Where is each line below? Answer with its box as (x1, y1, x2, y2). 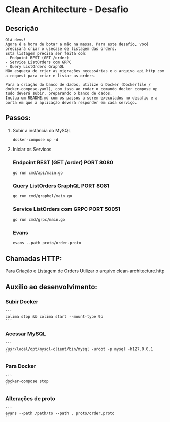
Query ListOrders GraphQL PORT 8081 (12, 182, 110, 189)
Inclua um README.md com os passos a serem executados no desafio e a (5, 95, 158, 101)
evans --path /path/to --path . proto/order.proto (5, 411, 115, 416)
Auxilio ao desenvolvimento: (5, 283, 98, 291)
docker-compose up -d (12, 137, 58, 142)
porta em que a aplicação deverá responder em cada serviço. (5, 100, 138, 105)
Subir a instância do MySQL (12, 127, 71, 133)
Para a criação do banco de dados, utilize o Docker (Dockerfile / (5, 82, 151, 87)
